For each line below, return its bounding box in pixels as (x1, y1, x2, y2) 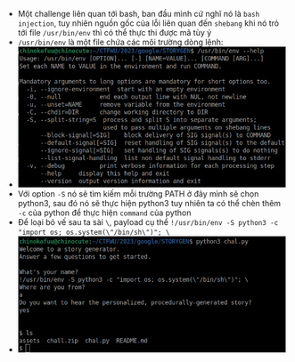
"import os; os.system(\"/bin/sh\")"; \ (17, 228, 170, 237)
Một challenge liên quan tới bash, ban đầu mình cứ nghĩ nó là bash (17, 9, 260, 19)
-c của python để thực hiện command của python (17, 207, 192, 218)
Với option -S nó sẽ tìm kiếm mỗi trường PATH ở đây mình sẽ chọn (17, 189, 259, 199)
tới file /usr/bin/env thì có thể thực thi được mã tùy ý (17, 28, 212, 37)
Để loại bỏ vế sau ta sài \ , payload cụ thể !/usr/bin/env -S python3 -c (17, 217, 279, 228)
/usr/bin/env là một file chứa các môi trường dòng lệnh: (17, 36, 224, 47)
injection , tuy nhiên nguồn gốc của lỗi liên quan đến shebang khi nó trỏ (17, 18, 280, 28)
